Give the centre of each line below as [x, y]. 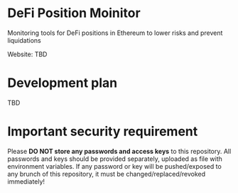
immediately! [26, 181]
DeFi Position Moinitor [74, 13]
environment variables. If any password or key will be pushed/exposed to [114, 166]
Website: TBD [27, 54]
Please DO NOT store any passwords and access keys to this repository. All [119, 151]
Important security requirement [103, 131]
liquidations [24, 40]
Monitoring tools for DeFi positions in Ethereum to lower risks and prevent [115, 33]
